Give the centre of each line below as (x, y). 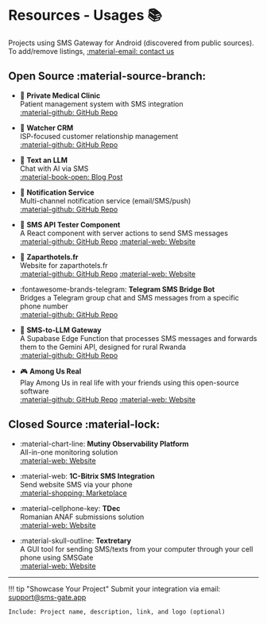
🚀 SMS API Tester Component (70, 224)
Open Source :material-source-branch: (107, 76)
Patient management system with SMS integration (102, 103)
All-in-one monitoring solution (69, 452)
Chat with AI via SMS (54, 169)
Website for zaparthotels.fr (64, 265)
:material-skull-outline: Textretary (75, 541)
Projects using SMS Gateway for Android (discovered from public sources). (131, 43)
